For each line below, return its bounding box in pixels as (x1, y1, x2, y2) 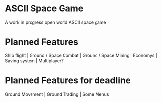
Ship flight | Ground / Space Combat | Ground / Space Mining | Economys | (5, 52, 158, 58)
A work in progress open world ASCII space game (5, 19, 106, 25)
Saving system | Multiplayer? (5, 57, 64, 64)
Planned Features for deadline (5, 75, 131, 86)
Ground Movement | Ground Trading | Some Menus (5, 91, 109, 97)
